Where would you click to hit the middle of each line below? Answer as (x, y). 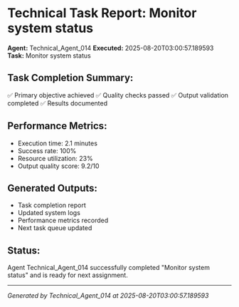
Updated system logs (49, 213)
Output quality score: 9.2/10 (58, 166)
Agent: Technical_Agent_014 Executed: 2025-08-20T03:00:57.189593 (111, 48)
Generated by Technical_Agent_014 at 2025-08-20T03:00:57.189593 (108, 296)
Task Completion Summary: (70, 78)
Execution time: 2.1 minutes (58, 143)
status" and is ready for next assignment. (68, 275)
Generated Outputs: (53, 188)
